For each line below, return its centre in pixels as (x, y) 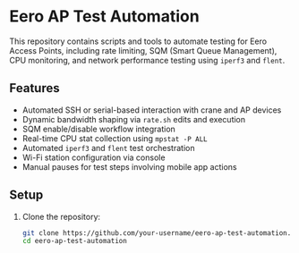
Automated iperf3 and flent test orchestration (108, 148)
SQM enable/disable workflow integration (99, 129)
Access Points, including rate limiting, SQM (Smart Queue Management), (143, 50)
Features (34, 88)
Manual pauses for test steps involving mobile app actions (129, 166)
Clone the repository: (61, 216)
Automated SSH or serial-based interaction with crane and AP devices (152, 110)
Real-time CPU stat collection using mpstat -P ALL (115, 138)
